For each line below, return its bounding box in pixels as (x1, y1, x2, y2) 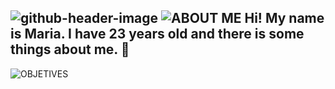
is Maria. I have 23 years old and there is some (10, 26, 305, 43)
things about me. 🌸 (10, 41, 130, 58)
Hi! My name (244, 10, 325, 27)
